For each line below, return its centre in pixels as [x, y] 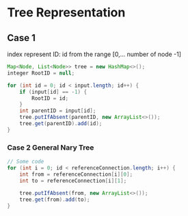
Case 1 [22, 38]
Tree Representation [66, 13]
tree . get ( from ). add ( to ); [55, 200]
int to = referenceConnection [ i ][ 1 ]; [73, 180]
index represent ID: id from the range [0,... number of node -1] [94, 54]
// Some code [26, 162]
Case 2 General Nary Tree [51, 147]
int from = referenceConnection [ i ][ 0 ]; [76, 174]
